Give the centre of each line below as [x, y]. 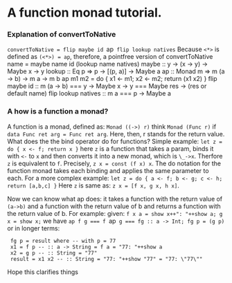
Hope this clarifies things [43, 272]
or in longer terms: [34, 228]
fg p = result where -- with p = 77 [63, 241]
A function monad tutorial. [84, 13]
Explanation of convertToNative [62, 35]
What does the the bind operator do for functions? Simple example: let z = [115, 141]
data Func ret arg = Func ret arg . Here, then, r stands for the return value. [116, 134]
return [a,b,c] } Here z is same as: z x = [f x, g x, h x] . [93, 185]
